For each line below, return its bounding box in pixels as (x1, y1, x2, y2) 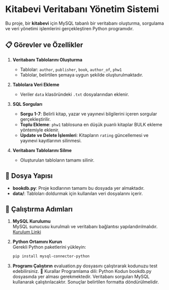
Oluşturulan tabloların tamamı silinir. (20, 157, 95, 163)
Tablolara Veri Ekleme (12, 82, 60, 88)
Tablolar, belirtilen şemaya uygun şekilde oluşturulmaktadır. (20, 71, 143, 78)
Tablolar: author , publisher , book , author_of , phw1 (20, 66, 122, 72)
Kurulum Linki (12, 229, 41, 235)
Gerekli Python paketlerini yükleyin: (12, 244, 86, 250)
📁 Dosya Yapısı (5, 172, 53, 180)
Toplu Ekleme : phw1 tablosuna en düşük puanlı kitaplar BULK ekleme (20, 121, 162, 127)
